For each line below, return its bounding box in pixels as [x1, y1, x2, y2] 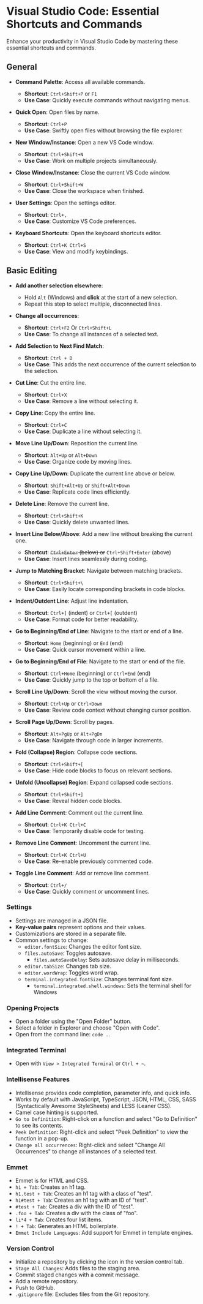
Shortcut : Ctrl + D [24, 354, 73, 361]
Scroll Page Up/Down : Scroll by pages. [15, 718, 114, 725]
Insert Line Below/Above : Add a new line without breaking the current [15, 530, 193, 537]
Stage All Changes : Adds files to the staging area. [15, 1265, 141, 1272]
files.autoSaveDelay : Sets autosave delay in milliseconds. [33, 955, 180, 963]
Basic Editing [6, 265, 57, 276]
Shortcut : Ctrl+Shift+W [24, 181, 84, 188]
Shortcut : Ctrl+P [24, 120, 67, 127]
